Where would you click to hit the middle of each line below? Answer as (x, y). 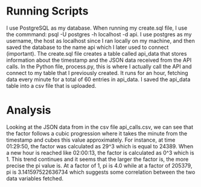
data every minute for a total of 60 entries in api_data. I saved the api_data (98, 79)
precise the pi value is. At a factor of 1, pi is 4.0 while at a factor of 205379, (99, 165)
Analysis (29, 110)
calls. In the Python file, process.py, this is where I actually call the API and (99, 66)
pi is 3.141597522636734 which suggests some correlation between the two (101, 172)
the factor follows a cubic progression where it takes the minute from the (97, 133)
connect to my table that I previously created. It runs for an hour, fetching (97, 73)
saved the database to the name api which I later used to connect (88, 47)
